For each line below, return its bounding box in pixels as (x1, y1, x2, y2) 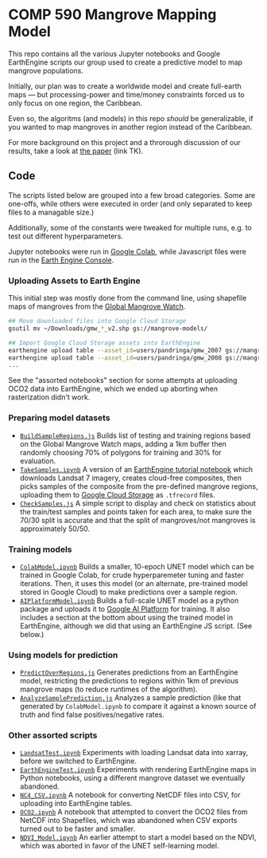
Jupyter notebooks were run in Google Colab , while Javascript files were (8, 246, 246, 256)
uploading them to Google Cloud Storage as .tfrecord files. (19, 490, 216, 499)
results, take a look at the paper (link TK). (8, 146, 144, 155)
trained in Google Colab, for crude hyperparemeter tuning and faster (19, 570, 244, 580)
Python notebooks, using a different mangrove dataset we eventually (19, 773, 246, 783)
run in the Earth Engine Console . (8, 255, 114, 265)
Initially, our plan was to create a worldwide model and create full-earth (8, 81, 242, 91)
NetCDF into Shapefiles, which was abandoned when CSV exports (19, 816, 238, 825)
